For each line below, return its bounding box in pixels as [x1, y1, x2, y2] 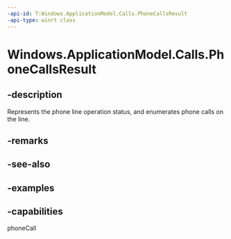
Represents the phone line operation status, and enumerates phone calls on [7, 107, 224, 115]
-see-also [7, 158, 51, 170]
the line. [7, 115, 31, 123]
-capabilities [7, 206, 64, 217]
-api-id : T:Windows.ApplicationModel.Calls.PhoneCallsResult [7, 10, 188, 17]
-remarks [7, 135, 49, 147]
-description [7, 89, 62, 101]
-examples [7, 182, 55, 194]
